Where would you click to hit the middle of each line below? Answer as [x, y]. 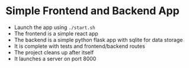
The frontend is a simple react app [56, 33]
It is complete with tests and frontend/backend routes [80, 46]
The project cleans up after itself [54, 52]
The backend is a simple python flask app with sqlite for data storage [98, 40]
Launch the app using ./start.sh [55, 27]
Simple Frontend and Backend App [93, 11]
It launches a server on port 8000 [55, 59]
